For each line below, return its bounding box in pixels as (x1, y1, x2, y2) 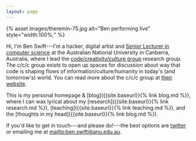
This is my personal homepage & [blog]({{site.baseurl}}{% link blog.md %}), (6, 91, 191, 99)
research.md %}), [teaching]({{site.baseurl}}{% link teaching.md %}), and (6, 104, 185, 111)
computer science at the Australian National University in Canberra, (6, 48, 170, 56)
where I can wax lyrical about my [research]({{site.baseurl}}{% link (6, 98, 169, 105)
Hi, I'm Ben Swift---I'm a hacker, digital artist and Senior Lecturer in (6, 42, 170, 50)
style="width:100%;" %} (6, 31, 65, 38)
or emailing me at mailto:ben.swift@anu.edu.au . (6, 128, 122, 135)
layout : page (6, 8, 38, 15)
